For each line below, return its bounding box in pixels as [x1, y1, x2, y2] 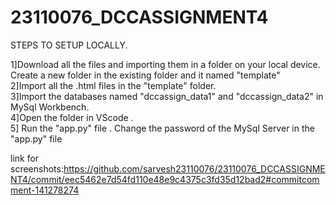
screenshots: [10, 162, 64, 175]
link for [10, 152, 40, 164]
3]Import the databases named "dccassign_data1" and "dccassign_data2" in [10, 90, 324, 102]
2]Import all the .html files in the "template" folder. [10, 79, 217, 91]
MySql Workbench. [10, 101, 90, 113]
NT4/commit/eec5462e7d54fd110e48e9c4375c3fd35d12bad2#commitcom [10, 173, 320, 185]
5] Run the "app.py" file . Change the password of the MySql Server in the [10, 122, 315, 134]
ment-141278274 [10, 184, 80, 196]
